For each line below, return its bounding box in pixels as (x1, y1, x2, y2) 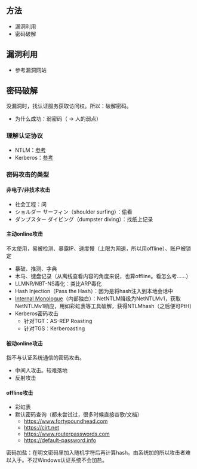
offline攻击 (6, 389, 33, 396)
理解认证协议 (6, 132, 44, 140)
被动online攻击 (6, 340, 43, 347)
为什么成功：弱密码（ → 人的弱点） (14, 115, 102, 123)
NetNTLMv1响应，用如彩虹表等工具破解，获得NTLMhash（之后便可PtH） (14, 303, 195, 310)
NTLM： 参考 (14, 146, 46, 154)
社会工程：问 (14, 200, 47, 208)
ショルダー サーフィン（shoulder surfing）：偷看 (14, 208, 133, 215)
